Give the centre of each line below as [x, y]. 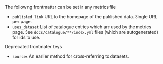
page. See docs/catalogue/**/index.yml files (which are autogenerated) [85, 32]
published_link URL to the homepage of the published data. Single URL [85, 16]
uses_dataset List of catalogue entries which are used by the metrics [81, 27]
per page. [22, 22]
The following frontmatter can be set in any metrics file [61, 7]
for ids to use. [26, 37]
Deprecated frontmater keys [34, 47]
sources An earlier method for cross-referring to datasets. [70, 56]
